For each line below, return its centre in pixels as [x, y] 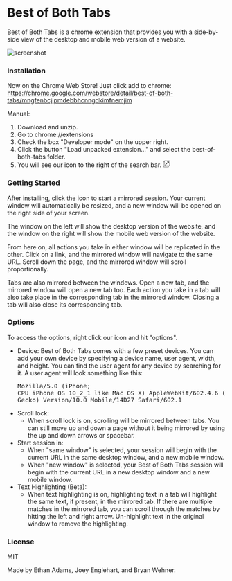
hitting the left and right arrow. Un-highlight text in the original [116, 516]
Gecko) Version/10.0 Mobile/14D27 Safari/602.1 [99, 400]
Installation [27, 71]
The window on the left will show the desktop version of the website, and [111, 226]
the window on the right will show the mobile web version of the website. [111, 233]
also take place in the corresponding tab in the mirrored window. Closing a [113, 297]
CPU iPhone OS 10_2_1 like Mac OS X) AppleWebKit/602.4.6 [118, 393]
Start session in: [40, 443]
